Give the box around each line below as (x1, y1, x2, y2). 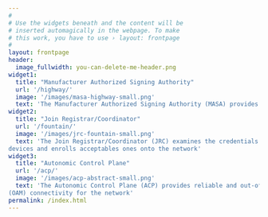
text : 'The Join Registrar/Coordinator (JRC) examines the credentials (15, 137, 259, 145)
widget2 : (8, 108, 37, 116)
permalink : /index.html (8, 196, 88, 204)
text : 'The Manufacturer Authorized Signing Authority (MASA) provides (15, 100, 259, 108)
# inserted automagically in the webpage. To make (8, 26, 180, 34)
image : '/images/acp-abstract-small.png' (15, 174, 156, 183)
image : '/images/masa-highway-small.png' (15, 93, 156, 101)
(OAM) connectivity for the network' (8, 188, 134, 197)
